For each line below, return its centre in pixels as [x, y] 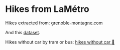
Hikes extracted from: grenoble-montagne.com [54, 23]
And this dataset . [23, 32]
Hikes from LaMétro [47, 9]
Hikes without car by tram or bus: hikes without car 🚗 [60, 42]
